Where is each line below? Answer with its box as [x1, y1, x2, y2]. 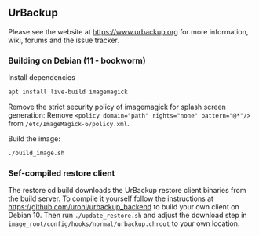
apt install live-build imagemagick [8, 88, 128, 96]
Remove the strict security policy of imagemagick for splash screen [8, 102, 226, 111]
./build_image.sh [8, 149, 65, 157]
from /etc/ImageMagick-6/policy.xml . [8, 118, 129, 128]
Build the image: [8, 133, 60, 143]
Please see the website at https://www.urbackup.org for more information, [8, 27, 249, 36]
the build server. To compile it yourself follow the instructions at [8, 194, 214, 203]
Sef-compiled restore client [8, 168, 115, 179]
